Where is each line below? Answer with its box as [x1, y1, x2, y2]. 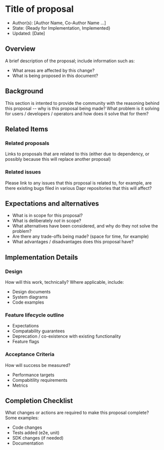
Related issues [5, 169, 41, 176]
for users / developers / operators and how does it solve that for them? [5, 110, 149, 117]
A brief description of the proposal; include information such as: [5, 58, 135, 64]
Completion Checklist [5, 397, 73, 405]
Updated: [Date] [12, 30, 45, 36]
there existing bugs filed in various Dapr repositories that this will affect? [5, 185, 152, 191]
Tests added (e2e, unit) [12, 430, 60, 436]
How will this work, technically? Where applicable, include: [5, 279, 124, 285]
